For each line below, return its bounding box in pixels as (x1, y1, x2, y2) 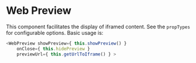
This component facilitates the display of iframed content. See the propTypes (6, 23, 190, 30)
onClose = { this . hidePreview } (16, 46, 91, 51)
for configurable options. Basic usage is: (6, 29, 104, 36)
